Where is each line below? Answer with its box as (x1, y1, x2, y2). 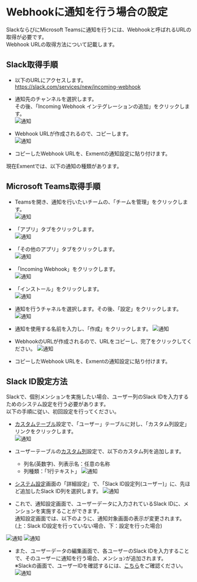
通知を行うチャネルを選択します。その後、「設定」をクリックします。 (14, 305, 182, 312)
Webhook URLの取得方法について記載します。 (6, 41, 118, 48)
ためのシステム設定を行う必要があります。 (6, 401, 109, 408)
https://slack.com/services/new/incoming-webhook (14, 83, 141, 90)
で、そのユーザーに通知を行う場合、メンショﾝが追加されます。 (14, 555, 167, 562)
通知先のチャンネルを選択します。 (14, 95, 97, 102)
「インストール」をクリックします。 (14, 285, 103, 292)
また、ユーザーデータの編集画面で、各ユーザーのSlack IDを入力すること (14, 547, 190, 555)
